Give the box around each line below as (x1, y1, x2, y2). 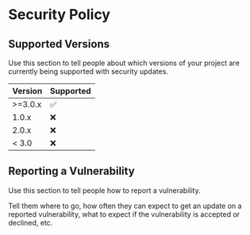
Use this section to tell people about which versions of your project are (8, 58, 240, 67)
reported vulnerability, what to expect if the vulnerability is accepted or (8, 209, 240, 219)
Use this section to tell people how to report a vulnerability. (8, 185, 201, 195)
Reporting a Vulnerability (8, 164, 135, 178)
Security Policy (8, 6, 111, 24)
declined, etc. (8, 218, 53, 227)
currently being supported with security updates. (8, 67, 169, 76)
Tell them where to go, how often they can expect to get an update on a (8, 201, 242, 210)
